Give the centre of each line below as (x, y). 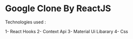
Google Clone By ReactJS (58, 9)
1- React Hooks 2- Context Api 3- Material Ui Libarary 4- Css (67, 31)
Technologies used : (26, 22)
